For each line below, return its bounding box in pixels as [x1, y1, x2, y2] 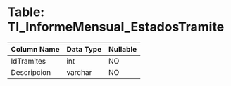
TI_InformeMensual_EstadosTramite [7, 19, 225, 35]
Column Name [11, 44, 60, 54]
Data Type [66, 44, 102, 54]
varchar [66, 67, 92, 77]
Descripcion [11, 67, 51, 77]
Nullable [108, 44, 137, 54]
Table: [7, 4, 45, 20]
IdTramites [11, 56, 46, 66]
